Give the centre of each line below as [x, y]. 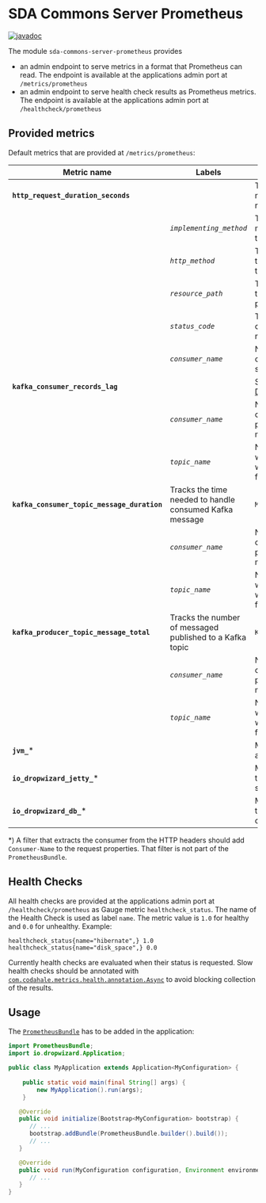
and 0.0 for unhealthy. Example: [60, 926]
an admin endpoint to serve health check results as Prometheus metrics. [138, 91]
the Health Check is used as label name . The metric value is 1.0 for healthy [129, 918]
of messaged [194, 627]
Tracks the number [205, 617]
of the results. [31, 987]
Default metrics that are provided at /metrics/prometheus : [102, 152]
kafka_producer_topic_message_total [81, 632]
